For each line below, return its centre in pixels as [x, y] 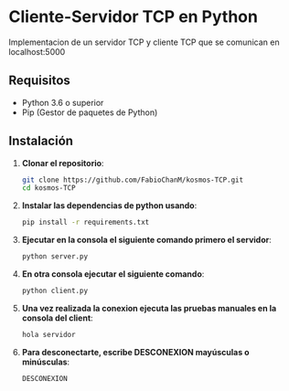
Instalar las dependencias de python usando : [109, 206]
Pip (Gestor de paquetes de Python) [90, 112]
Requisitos [39, 81]
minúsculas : [46, 362]
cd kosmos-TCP [48, 188]
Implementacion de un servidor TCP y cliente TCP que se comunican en [144, 42]
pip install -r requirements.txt [86, 222]
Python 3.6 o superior [63, 102]
